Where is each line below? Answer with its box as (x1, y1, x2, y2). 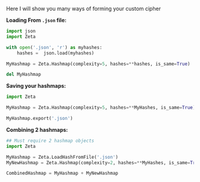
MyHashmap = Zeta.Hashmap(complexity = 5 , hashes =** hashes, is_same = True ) (6, 61, 190, 67)
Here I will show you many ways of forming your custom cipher (6, 5, 161, 12)
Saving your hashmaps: (6, 82, 67, 90)
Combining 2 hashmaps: (6, 126, 68, 133)
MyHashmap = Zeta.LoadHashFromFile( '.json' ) (6, 154, 118, 160)
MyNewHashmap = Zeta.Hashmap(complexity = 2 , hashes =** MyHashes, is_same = (6, 159, 190, 166)
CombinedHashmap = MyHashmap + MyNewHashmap (6, 170, 118, 177)
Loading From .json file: (6, 17, 67, 23)
